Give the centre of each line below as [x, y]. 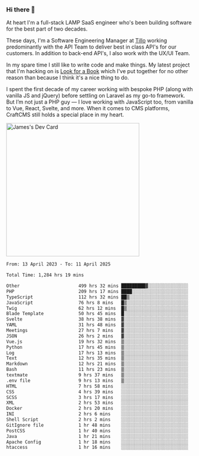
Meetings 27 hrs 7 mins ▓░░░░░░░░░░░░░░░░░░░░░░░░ [97, 331]
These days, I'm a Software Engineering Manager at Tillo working [87, 41]
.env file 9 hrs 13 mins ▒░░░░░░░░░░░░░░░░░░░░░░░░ [97, 380]
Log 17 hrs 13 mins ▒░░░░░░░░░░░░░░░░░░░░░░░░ [97, 353]
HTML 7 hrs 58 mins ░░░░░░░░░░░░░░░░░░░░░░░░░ [97, 386]
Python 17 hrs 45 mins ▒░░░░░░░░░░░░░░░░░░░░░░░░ [97, 347]
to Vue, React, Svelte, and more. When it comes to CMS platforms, [88, 108]
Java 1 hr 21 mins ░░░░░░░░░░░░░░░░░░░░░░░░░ [97, 436]
